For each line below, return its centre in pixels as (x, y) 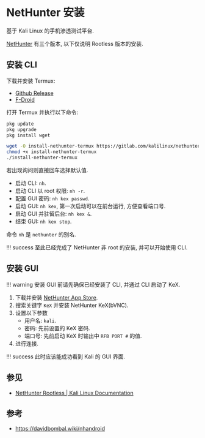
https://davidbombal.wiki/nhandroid (60, 429)
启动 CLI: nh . (31, 183)
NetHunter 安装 (45, 13)
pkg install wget (28, 135)
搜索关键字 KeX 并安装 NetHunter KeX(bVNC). (72, 305)
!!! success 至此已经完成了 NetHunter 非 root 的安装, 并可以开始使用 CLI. (97, 247)
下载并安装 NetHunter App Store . (56, 297)
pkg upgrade (21, 129)
